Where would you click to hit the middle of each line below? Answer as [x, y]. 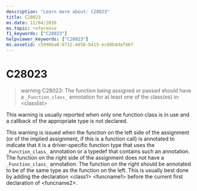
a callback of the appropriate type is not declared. [67, 121]
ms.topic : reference [32, 28]
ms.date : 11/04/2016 [32, 23]
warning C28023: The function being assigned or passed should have [106, 90]
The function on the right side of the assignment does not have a [85, 157]
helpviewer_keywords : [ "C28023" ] [47, 39]
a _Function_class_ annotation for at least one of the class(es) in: [100, 97]
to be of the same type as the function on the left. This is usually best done [98, 170]
